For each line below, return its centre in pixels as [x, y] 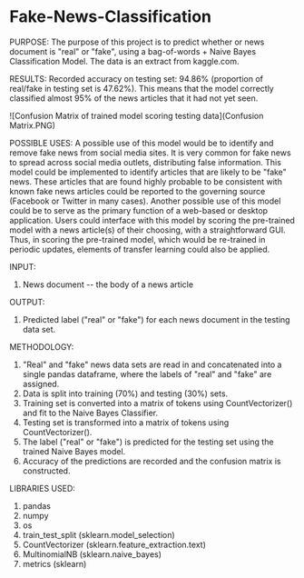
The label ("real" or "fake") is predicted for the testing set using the [148, 442]
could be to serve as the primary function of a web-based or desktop [139, 210]
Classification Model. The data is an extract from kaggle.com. [124, 61]
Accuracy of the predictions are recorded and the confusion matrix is [152, 461]
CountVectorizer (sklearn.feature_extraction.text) [114, 544]
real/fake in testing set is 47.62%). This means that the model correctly [142, 88]
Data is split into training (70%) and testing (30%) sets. [125, 394]
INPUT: [23, 266]
